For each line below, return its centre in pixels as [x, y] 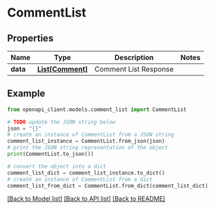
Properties [30, 38]
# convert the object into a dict [57, 166]
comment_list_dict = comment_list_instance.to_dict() [86, 173]
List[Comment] [62, 69]
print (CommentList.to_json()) [51, 154]
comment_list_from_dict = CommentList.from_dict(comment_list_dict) [108, 186]
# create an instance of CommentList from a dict [80, 179]
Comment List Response [134, 69]
